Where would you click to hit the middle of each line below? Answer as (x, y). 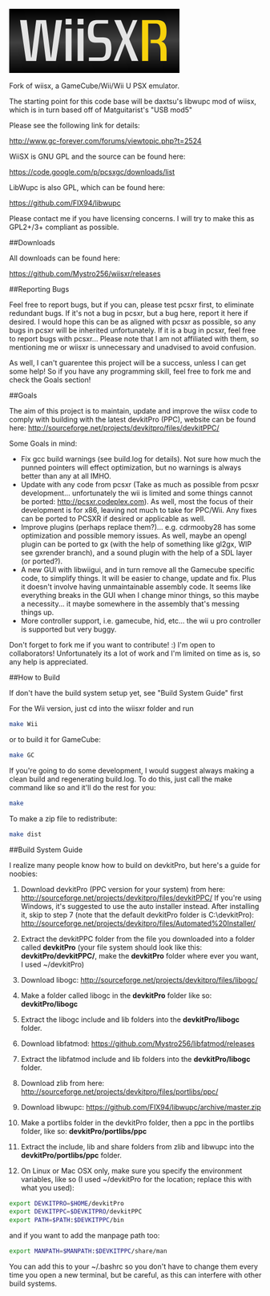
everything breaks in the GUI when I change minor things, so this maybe (140, 595)
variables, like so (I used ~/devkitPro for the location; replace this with (136, 1179)
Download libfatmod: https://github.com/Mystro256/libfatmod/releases (138, 1044)
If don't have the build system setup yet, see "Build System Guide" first (126, 693)
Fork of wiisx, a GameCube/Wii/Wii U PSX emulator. (94, 86)
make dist (26, 834)
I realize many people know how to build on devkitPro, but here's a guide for (135, 865)
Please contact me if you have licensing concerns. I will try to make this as (132, 218)
